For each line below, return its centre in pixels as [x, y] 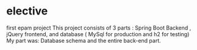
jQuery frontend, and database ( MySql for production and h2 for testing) [98, 34]
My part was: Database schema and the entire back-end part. [84, 40]
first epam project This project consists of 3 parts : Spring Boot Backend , [99, 28]
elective [27, 11]
